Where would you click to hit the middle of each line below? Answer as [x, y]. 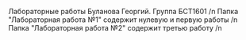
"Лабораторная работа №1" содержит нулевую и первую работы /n [123, 20]
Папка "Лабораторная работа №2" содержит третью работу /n [115, 28]
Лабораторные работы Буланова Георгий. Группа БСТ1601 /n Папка [123, 11]
